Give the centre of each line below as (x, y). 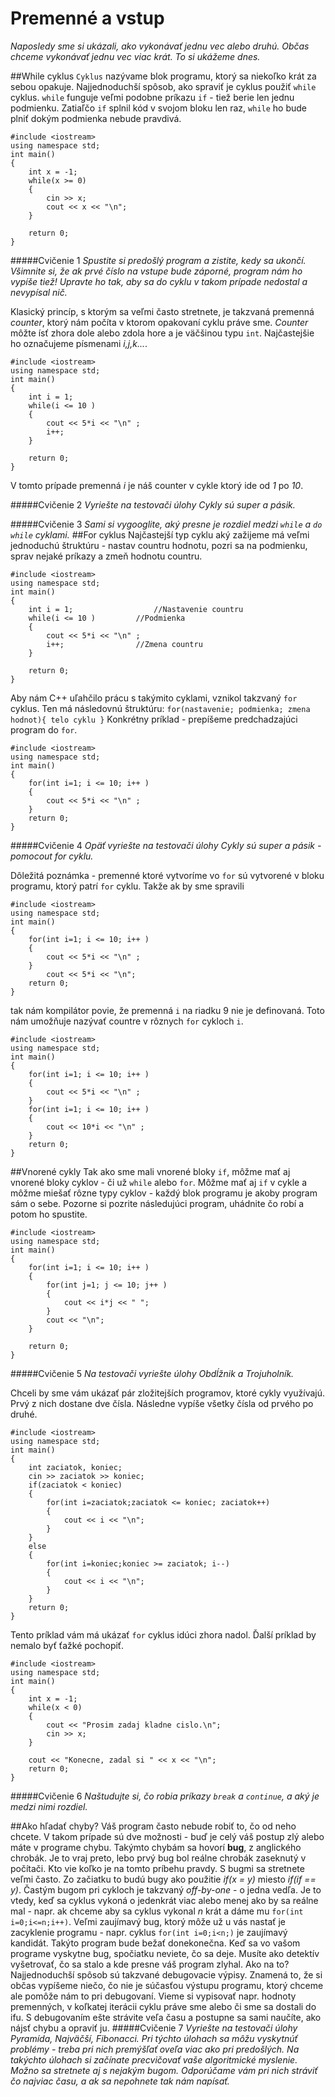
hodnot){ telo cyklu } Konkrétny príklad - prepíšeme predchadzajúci (154, 719)
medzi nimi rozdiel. (49, 1806)
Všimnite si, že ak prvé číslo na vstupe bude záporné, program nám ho (156, 271)
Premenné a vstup (87, 18)
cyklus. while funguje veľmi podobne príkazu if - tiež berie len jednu (152, 97)
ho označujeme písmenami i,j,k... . (79, 343)
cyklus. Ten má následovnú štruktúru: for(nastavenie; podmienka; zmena (160, 708)
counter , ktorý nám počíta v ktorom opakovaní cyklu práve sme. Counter (159, 322)
